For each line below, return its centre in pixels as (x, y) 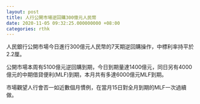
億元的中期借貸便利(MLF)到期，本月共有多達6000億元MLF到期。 (87, 75)
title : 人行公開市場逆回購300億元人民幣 (51, 18)
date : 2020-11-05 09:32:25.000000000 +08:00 (63, 23)
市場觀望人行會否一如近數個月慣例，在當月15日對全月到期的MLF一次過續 (96, 88)
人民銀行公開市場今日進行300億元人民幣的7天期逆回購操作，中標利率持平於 (100, 47)
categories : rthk (28, 29)
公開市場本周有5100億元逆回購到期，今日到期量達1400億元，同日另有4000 (99, 67)
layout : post (23, 12)
